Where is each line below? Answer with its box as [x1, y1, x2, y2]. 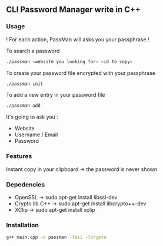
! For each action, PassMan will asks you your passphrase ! [6, 35, 149, 43]
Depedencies [6, 180, 45, 188]
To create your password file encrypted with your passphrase [6, 69, 156, 76]
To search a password [6, 47, 60, 54]
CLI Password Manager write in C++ [6, 5, 141, 15]
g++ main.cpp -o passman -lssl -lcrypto [6, 234, 107, 241]
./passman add [6, 103, 41, 109]
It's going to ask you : [6, 113, 59, 120]
